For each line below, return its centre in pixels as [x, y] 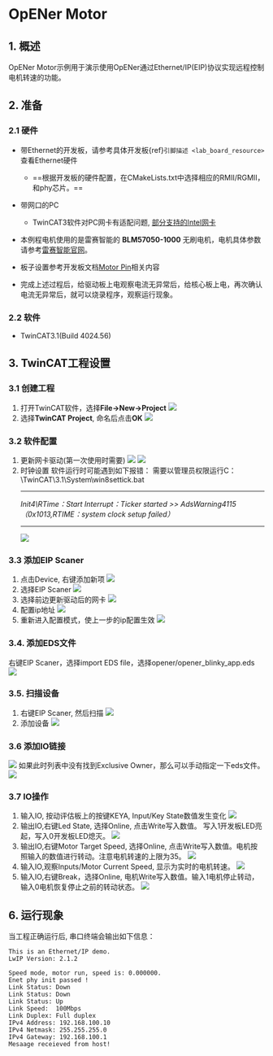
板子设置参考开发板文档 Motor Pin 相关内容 [90, 267]
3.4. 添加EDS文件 [42, 644]
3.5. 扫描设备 [34, 694]
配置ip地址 [37, 610]
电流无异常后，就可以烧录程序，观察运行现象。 [98, 295]
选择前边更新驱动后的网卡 [63, 600]
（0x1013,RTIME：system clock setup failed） [97, 514]
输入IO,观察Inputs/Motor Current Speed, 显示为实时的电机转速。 [127, 866]
